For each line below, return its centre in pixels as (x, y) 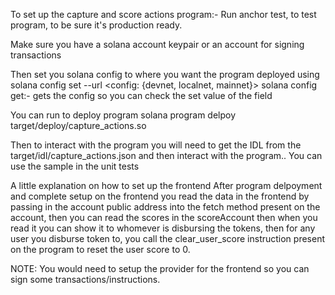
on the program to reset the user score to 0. (100, 249)
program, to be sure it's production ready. (96, 25)
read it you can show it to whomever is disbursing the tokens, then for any (163, 228)
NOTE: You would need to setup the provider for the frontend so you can (160, 268)
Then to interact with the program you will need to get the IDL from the (156, 145)
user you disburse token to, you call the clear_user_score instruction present (168, 238)
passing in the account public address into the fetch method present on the (165, 207)
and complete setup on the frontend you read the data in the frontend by (160, 196)
